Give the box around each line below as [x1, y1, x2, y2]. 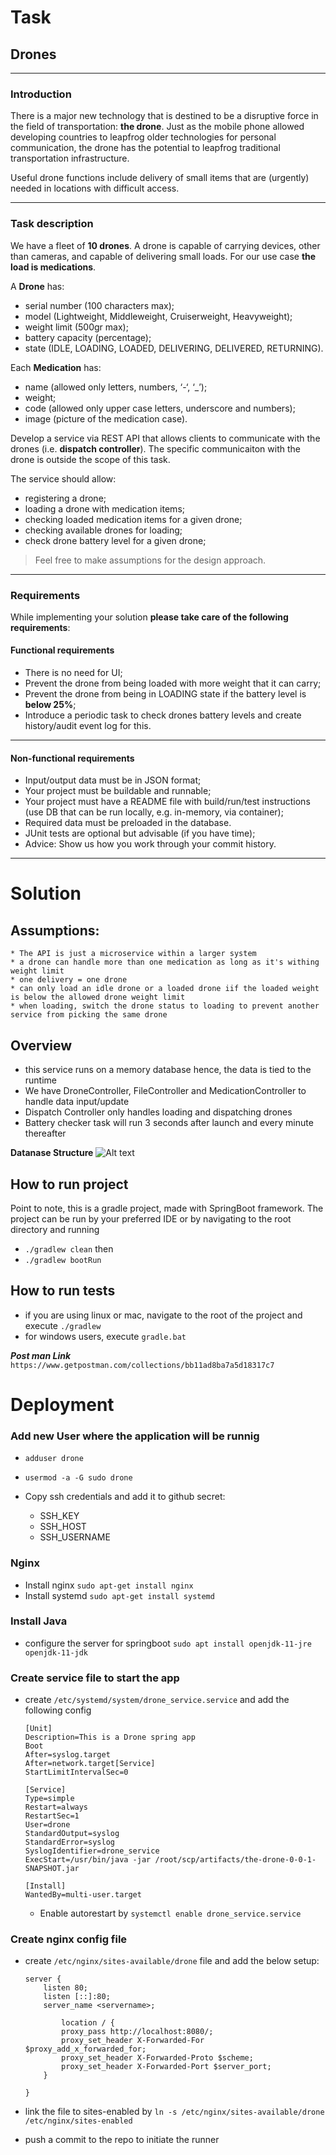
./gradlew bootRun [24, 1255, 102, 1265]
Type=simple [24, 1794, 75, 1804]
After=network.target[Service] [24, 1759, 156, 1769]
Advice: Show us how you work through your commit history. [24, 838, 277, 850]
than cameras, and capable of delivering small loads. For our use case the [10, 250, 317, 262]
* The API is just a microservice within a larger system [10, 949, 257, 959]
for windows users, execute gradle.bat [24, 1330, 187, 1342]
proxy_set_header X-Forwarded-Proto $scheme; [61, 2053, 254, 2063]
